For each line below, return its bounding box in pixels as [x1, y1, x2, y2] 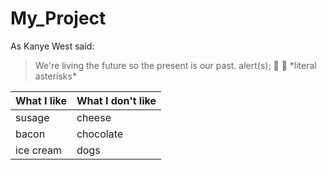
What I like [15, 93, 67, 107]
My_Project [10, 7, 107, 30]
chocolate [76, 127, 124, 141]
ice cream [15, 143, 63, 157]
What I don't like [76, 93, 157, 107]
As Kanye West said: [10, 40, 95, 52]
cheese [76, 110, 112, 124]
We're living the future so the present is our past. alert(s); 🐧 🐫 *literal [34, 59, 317, 71]
